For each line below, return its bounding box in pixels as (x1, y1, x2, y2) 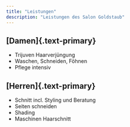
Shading (14, 109, 35, 116)
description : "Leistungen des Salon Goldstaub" (6, 14, 125, 20)
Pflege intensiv (14, 64, 51, 71)
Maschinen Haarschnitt (14, 115, 71, 122)
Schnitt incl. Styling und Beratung (14, 96, 96, 103)
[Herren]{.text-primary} (6, 81, 96, 91)
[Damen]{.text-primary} (6, 36, 96, 46)
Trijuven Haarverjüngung (14, 51, 75, 59)
